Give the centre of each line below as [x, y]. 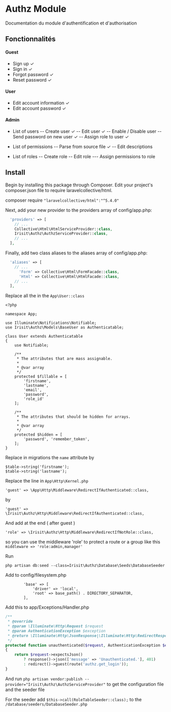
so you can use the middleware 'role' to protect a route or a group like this [83, 542]
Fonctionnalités [31, 39]
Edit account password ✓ [39, 108]
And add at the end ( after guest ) [40, 523]
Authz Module [36, 9]
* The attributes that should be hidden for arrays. [74, 417]
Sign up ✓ [23, 63]
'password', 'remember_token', [57, 439]
